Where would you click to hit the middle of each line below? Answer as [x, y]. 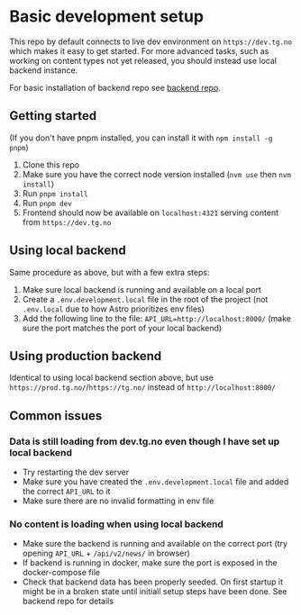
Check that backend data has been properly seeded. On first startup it [153, 582]
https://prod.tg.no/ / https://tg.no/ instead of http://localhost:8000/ [143, 387]
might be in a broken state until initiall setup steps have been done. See [155, 592]
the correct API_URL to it [66, 492]
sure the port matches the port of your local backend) [122, 328]
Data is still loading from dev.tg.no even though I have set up [145, 441]
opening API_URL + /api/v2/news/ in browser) [106, 553]
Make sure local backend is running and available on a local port [141, 289]
